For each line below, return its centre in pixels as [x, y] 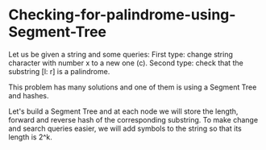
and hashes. [29, 95]
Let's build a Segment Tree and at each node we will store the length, [123, 111]
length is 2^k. [30, 137]
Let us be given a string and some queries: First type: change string [121, 54]
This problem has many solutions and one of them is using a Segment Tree [133, 87]
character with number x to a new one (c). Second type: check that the [126, 63]
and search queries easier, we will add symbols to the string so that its [125, 128]
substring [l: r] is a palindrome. [59, 71]
